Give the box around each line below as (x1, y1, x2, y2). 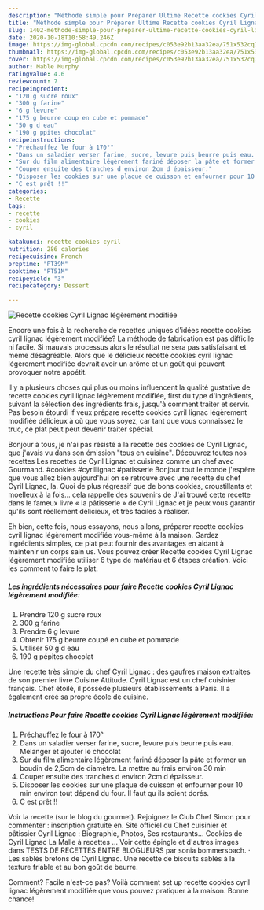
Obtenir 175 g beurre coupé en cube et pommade (19, 635, 179, 645)
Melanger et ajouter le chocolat (19, 747, 121, 756)
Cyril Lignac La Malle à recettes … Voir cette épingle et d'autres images (8, 838, 240, 847)
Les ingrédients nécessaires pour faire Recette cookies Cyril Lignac (8, 582, 234, 591)
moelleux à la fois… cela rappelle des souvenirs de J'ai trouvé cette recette (8, 490, 251, 500)
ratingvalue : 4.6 (8, 70, 65, 78)
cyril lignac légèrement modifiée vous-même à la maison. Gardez (8, 531, 219, 540)
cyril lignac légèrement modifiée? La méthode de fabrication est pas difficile (8, 334, 255, 343)
